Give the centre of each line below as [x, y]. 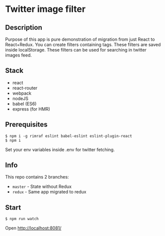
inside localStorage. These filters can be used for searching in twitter [76, 50]
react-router [25, 88]
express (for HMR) [31, 109]
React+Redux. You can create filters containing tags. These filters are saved [83, 45]
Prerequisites [26, 125]
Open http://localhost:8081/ [33, 228]
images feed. [19, 55]
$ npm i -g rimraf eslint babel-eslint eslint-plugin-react [69, 136]
